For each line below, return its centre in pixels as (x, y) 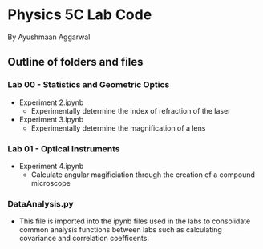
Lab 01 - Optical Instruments (64, 148)
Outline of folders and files (75, 62)
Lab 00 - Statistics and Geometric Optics (89, 85)
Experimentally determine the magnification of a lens (118, 128)
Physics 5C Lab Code (80, 15)
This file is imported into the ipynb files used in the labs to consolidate (135, 221)
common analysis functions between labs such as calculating (120, 230)
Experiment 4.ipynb (51, 166)
